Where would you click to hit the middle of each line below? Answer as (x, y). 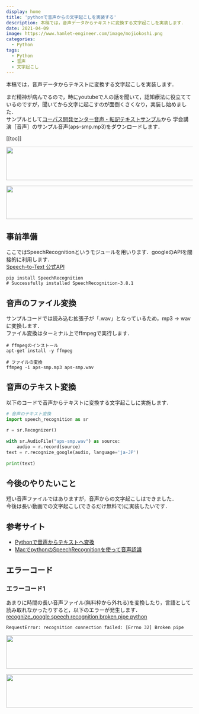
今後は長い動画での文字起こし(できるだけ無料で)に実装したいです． (88, 506)
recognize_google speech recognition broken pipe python (77, 616)
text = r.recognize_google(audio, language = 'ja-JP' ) (73, 452)
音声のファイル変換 (41, 303)
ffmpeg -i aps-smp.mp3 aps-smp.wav (50, 367)
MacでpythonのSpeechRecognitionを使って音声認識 (78, 550)
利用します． (37, 259)
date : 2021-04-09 (28, 28)
